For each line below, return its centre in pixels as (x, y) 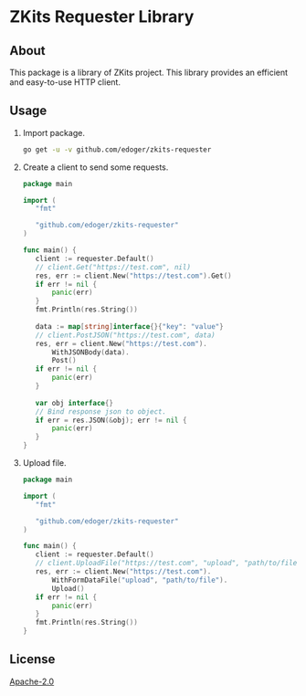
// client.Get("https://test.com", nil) (113, 267)
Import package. (53, 132)
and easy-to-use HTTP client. (65, 82)
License (32, 659)
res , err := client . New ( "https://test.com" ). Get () (133, 276)
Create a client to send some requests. (95, 167)
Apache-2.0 (32, 681)
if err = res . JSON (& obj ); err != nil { (111, 420)
